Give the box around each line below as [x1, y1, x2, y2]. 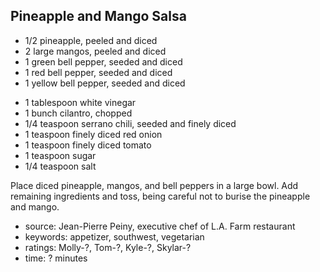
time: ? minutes [24, 252, 88, 264]
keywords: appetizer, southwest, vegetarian [24, 230, 205, 243]
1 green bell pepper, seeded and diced [24, 55, 183, 68]
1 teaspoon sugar [24, 149, 97, 161]
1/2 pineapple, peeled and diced [24, 34, 158, 46]
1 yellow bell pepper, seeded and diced [24, 77, 186, 89]
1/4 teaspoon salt [24, 160, 97, 172]
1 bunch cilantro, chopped [24, 107, 133, 119]
